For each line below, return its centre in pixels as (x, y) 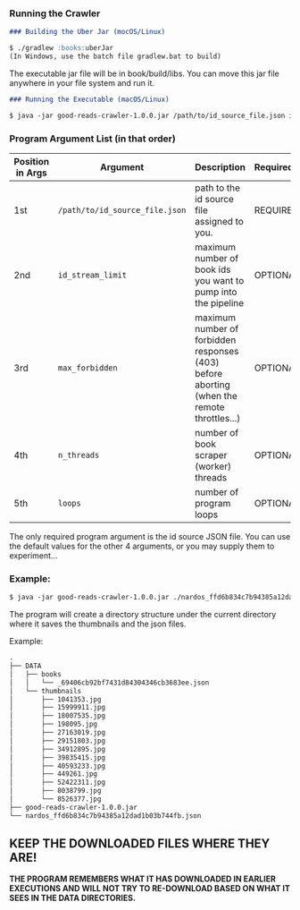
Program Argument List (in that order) (92, 139)
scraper (211, 455)
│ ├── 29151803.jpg (57, 741)
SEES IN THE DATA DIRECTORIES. (73, 898)
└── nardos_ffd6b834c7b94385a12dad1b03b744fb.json (105, 816)
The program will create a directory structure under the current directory (143, 615)
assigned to (219, 221)
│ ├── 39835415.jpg (57, 757)
